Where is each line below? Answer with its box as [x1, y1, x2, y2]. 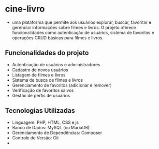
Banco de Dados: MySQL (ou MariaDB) [12, 124, 90, 130]
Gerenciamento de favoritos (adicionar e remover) [12, 82, 112, 88]
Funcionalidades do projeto [5, 49, 89, 57]
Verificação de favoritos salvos [12, 87, 74, 93]
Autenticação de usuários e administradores [12, 61, 101, 67]
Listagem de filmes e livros [12, 72, 66, 78]
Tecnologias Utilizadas [5, 106, 75, 115]
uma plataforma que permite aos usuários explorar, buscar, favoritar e [12, 19, 151, 25]
